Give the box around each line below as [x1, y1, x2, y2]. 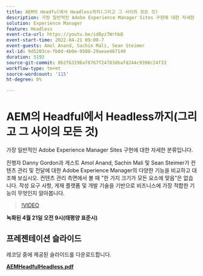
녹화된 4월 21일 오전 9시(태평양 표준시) [6, 214, 98, 221]
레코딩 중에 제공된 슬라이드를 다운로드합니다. [6, 251, 112, 258]
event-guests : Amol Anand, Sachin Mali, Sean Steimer [6, 43, 145, 49]
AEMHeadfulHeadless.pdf [6, 263, 74, 270]
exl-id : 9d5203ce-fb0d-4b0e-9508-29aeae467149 [6, 49, 126, 55]
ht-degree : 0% [6, 76, 42, 82]
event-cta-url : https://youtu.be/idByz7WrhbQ [6, 32, 123, 38]
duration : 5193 [6, 54, 45, 60]
